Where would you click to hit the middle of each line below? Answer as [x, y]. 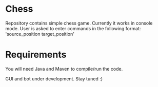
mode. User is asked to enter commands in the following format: [73, 28]
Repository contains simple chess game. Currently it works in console [79, 23]
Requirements [36, 55]
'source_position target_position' [40, 34]
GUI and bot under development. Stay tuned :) [54, 79]
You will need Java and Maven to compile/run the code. [64, 69]
